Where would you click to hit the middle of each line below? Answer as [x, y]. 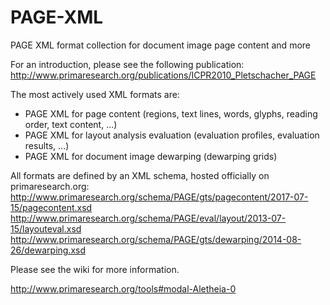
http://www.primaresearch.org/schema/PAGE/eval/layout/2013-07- [148, 218]
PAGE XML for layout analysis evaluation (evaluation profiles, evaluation [172, 135]
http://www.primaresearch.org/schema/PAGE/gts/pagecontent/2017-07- [159, 197]
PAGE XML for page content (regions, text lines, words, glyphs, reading [171, 113]
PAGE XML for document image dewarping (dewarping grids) [151, 156]
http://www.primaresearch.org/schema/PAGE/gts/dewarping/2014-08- [156, 239]
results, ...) [47, 145]
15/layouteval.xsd [46, 228]
